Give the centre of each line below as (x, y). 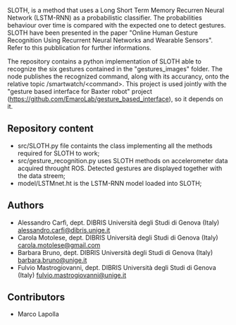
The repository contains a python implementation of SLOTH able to (105, 61)
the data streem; (41, 175)
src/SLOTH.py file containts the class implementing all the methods (115, 146)
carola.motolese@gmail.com (59, 245)
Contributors (36, 297)
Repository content (50, 129)
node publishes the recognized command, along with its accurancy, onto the (118, 76)
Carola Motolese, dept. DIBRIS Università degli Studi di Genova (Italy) (118, 237)
